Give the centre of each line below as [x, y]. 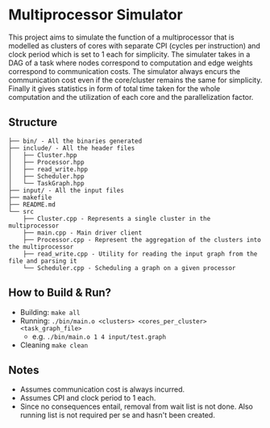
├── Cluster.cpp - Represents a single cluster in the [117, 218]
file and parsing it [43, 261]
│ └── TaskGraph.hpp [46, 183]
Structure [33, 123]
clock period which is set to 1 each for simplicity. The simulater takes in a [129, 54]
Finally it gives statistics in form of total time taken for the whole [114, 88]
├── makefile [30, 197]
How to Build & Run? [60, 293]
